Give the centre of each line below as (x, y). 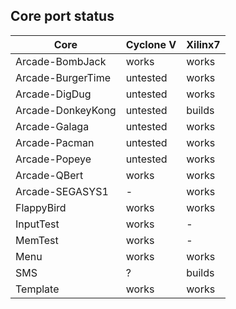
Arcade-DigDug (53, 94)
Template (37, 289)
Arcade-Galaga (52, 126)
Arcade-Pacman (55, 142)
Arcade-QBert (49, 175)
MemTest (37, 240)
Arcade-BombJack (61, 61)
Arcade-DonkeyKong (66, 110)
